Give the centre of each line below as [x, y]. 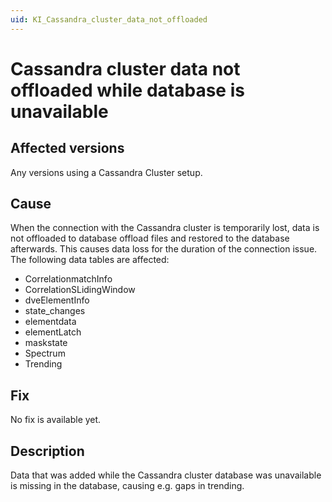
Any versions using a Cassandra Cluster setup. [106, 172]
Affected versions [67, 148]
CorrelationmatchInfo [68, 279]
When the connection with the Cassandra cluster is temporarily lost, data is [165, 228]
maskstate [46, 343]
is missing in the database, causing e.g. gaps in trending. [127, 486]
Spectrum [45, 353]
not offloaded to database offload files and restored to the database [150, 238]
